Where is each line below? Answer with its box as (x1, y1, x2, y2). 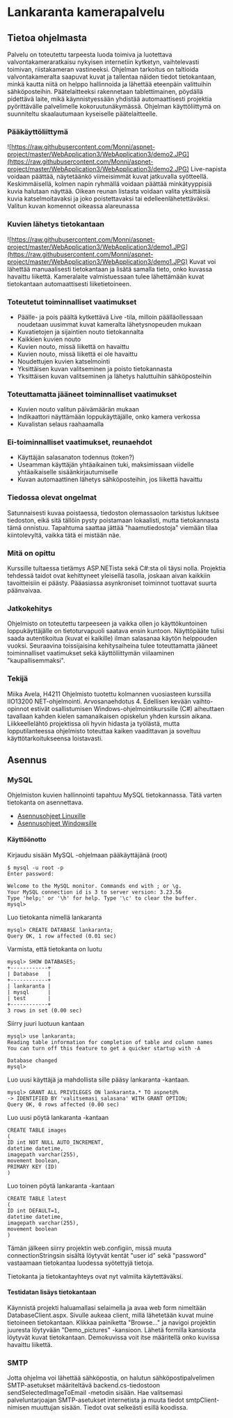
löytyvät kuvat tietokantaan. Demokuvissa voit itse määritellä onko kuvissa (7, 1333, 220, 1341)
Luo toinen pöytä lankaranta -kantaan (7, 1181, 115, 1190)
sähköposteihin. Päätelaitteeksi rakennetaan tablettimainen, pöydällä (7, 88, 203, 95)
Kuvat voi (188, 257, 216, 265)
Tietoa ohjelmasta (7, 32, 87, 44)
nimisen (7, 1403, 30, 1412)
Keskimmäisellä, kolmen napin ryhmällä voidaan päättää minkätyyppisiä (7, 180, 212, 188)
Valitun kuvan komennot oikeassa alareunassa (7, 202, 140, 210)
